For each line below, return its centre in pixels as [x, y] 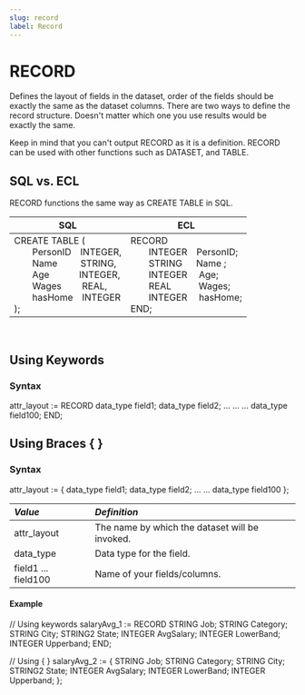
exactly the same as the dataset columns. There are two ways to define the [150, 106]
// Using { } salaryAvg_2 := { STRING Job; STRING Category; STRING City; [148, 660]
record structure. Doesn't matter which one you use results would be [138, 115]
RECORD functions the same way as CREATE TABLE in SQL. [121, 203]
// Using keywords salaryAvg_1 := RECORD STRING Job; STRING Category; [149, 624]
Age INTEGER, [76, 275]
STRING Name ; [187, 263]
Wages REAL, [70, 286]
